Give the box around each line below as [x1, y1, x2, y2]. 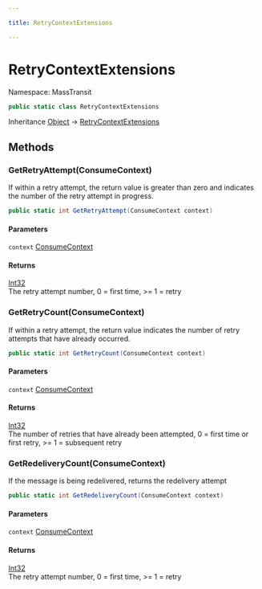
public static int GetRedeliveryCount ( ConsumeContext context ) [8, 492, 224, 500]
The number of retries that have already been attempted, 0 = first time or [8, 429, 249, 439]
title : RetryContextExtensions [8, 18, 113, 27]
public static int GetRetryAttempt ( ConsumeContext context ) [8, 207, 214, 215]
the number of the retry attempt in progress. [8, 191, 154, 201]
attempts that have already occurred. [8, 333, 131, 343]
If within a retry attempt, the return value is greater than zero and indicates [8, 182, 255, 193]
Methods [8, 140, 54, 153]
